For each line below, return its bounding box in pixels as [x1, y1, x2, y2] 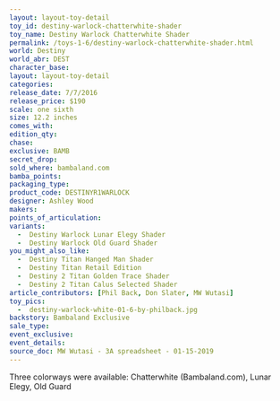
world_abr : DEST [9, 55, 70, 64]
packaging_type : [9, 180, 70, 189]
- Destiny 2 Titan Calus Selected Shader [17, 280, 178, 289]
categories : [9, 80, 54, 89]
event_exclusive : [9, 330, 74, 339]
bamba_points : [9, 171, 63, 180]
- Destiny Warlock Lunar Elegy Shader [17, 230, 166, 239]
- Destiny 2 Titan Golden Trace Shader [17, 272, 170, 281]
